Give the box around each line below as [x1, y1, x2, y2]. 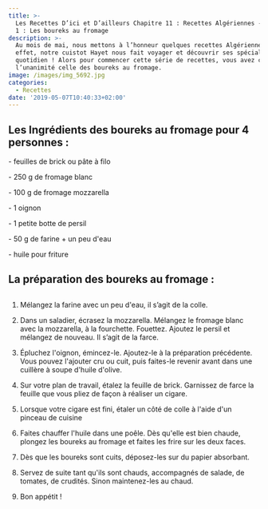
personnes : [8, 135, 69, 149]
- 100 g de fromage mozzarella [8, 188, 109, 197]
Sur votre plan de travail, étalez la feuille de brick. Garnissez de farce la [19, 380, 254, 390]
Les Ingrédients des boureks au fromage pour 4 [8, 123, 250, 137]
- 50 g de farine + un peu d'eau [8, 234, 112, 244]
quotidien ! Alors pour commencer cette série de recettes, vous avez [15, 57, 255, 65]
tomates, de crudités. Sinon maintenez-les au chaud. [19, 476, 194, 486]
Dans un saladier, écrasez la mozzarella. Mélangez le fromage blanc [19, 315, 244, 324]
